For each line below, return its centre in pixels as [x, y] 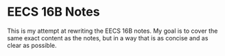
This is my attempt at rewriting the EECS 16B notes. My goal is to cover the [113, 31]
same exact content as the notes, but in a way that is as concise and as [108, 38]
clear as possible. [32, 45]
